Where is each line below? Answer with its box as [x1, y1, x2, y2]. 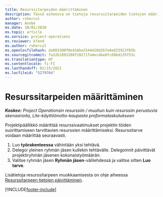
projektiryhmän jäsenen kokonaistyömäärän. [12, 152, 101, 158]
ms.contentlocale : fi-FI [5, 61, 55, 66]
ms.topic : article [5, 30, 42, 35]
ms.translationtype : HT [5, 57, 53, 62]
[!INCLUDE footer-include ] [5, 186, 57, 192]
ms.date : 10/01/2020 [5, 25, 47, 30]
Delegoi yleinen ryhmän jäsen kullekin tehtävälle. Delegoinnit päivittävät [12, 147, 156, 153]
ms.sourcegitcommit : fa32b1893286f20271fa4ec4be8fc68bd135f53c [5, 52, 136, 57]
